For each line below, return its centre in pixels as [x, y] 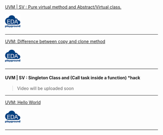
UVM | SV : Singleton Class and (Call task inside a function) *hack [73, 77]
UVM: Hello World [23, 102]
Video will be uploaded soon [45, 88]
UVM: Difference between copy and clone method [55, 41]
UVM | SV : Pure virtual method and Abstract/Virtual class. [63, 7]
